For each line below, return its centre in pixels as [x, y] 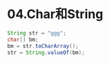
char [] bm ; [23, 39]
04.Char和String [55, 14]
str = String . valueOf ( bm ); [46, 53]
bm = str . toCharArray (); [43, 46]
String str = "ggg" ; [37, 33]
